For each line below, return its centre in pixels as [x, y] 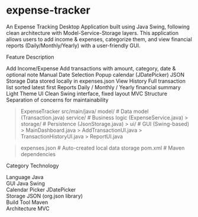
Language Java [25, 177]
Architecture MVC [28, 208]
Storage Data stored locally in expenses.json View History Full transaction [96, 81]
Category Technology [33, 166]
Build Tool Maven [27, 202]
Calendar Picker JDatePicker [41, 189]
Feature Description [30, 57]
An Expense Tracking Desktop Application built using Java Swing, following [98, 27]
